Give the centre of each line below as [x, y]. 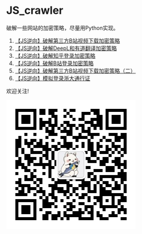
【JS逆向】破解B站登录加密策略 [54, 63]
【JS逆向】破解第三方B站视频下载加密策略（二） [75, 70]
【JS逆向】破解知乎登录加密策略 [55, 55]
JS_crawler [35, 11]
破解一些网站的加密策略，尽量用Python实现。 [63, 28]
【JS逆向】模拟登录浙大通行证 [52, 78]
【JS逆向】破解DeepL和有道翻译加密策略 [66, 48]
